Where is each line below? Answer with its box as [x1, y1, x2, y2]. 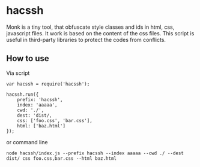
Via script [6, 69, 30, 77]
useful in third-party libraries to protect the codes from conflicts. [6, 36, 166, 43]
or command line [6, 138, 48, 145]
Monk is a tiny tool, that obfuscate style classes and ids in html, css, [6, 23, 175, 31]
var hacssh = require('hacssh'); [6, 81, 90, 87]
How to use [6, 53, 49, 63]
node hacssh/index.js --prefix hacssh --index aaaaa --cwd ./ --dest [6, 150, 184, 156]
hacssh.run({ [6, 91, 39, 98]
